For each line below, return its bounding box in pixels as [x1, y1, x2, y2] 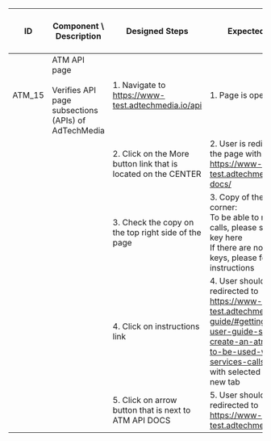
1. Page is [209, 90, 248, 100]
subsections [52, 105, 98, 115]
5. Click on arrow [112, 395, 177, 405]
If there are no [209, 242, 264, 253]
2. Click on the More [112, 149, 190, 159]
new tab [209, 376, 240, 387]
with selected [209, 367, 261, 377]
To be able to [209, 212, 260, 223]
